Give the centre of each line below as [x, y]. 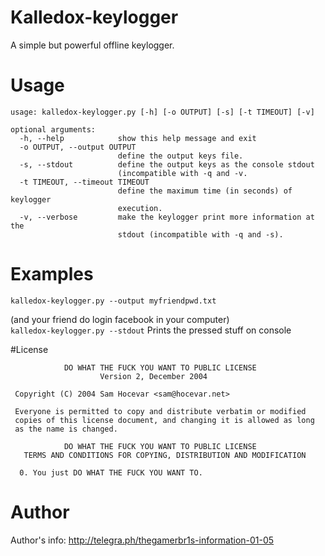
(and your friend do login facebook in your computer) [120, 319]
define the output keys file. [180, 156]
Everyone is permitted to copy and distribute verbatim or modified [160, 411]
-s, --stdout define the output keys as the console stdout [167, 164]
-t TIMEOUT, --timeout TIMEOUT [84, 182]
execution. [140, 208]
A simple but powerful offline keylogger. [92, 45]
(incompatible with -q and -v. [182, 173]
